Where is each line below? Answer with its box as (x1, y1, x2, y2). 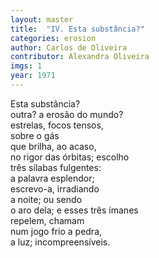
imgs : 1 (10, 61, 43, 71)
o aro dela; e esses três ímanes (10, 204, 139, 216)
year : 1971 (10, 71, 56, 81)
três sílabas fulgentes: (10, 161, 102, 173)
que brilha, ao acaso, (10, 140, 97, 152)
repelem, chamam (10, 214, 85, 226)
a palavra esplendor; (10, 172, 95, 184)
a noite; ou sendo (10, 193, 83, 205)
